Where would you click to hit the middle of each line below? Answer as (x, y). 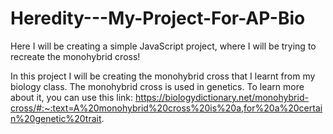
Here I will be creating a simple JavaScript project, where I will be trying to (163, 46)
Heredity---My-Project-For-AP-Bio (158, 18)
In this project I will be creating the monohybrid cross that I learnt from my (163, 76)
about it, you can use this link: (72, 97)
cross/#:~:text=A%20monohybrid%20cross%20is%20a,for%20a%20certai (166, 108)
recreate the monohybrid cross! (75, 56)
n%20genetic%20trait (56, 118)
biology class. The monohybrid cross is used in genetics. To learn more (157, 86)
